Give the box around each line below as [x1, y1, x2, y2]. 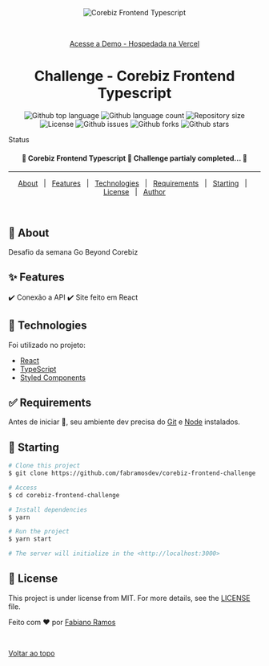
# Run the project [8, 528, 70, 536]
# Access [8, 484, 38, 492]
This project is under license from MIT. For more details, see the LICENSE [8, 593, 251, 603]
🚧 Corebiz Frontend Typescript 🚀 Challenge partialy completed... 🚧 [21, 153, 248, 163]
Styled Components [19, 373, 86, 382]
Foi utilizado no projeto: [8, 340, 86, 349]
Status [8, 134, 30, 144]
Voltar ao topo [8, 648, 55, 658]
